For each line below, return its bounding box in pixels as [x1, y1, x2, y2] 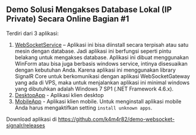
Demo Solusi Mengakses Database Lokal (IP [6, 5, 172, 15]
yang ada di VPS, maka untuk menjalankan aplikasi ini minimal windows [14, 79, 190, 86]
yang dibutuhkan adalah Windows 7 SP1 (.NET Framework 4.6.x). [14, 85, 174, 92]
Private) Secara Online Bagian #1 [6, 14, 129, 24]
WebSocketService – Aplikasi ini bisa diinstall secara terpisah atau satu [14, 41, 189, 48]
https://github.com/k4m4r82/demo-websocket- [58, 115, 175, 123]
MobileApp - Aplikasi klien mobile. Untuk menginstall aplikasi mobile [14, 98, 182, 105]
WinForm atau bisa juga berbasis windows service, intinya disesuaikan [14, 60, 188, 67]
